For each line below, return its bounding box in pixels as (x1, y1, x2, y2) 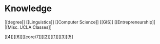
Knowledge (4, 3, 52, 14)
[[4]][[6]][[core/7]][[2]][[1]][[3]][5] (4, 34, 74, 40)
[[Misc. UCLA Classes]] (4, 24, 52, 30)
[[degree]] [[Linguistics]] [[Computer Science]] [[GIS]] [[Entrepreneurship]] (4, 19, 156, 25)
